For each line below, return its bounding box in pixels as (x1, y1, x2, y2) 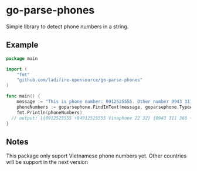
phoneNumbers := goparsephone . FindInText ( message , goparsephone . (16, 104, 180, 110)
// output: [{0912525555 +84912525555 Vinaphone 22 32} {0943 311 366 (11, 115, 188, 121)
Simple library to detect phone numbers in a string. (6, 23, 129, 30)
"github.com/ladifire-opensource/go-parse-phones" (16, 77, 143, 83)
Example (6, 40, 39, 50)
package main (6, 55, 38, 62)
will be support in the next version (6, 159, 89, 166)
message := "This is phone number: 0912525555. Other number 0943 (16, 99, 182, 105)
